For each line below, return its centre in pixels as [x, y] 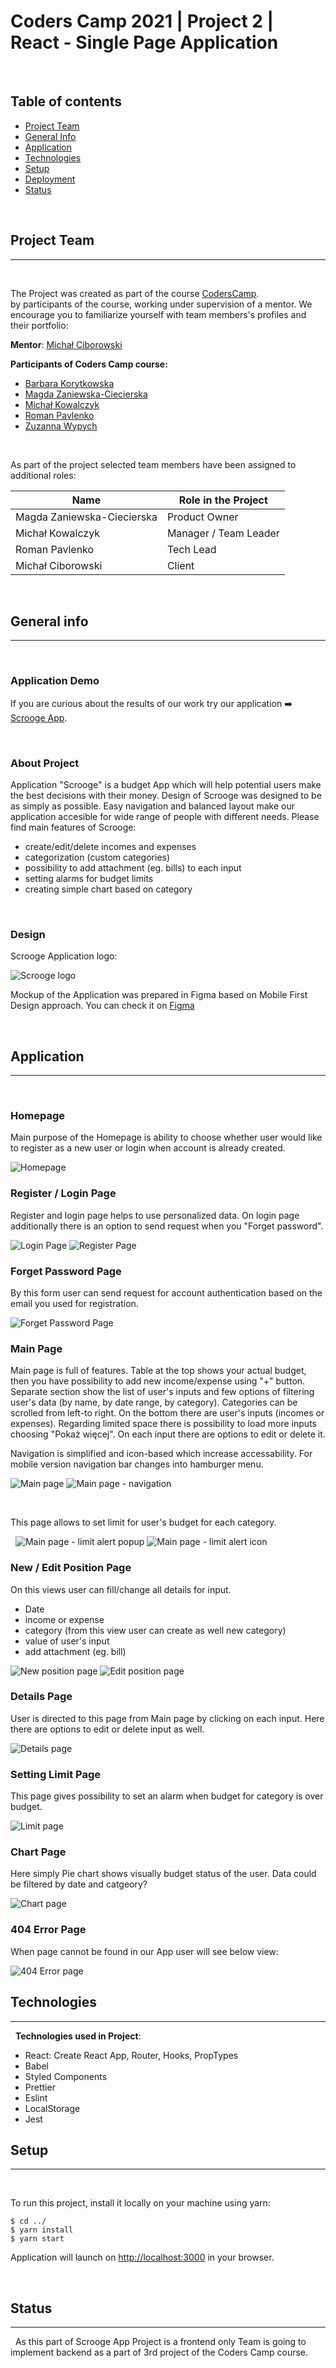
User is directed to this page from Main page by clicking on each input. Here [167, 1718]
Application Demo [55, 681]
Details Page [41, 1697]
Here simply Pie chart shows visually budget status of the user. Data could [163, 1874]
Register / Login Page [63, 1193]
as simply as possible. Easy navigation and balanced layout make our [152, 806]
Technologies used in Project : [78, 2036]
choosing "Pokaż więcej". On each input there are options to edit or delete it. [168, 1434]
